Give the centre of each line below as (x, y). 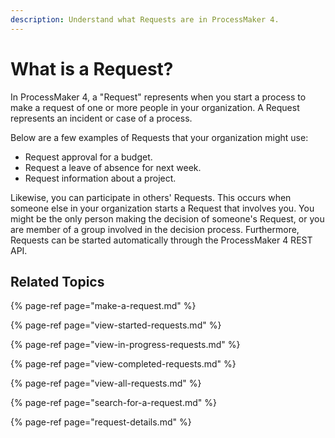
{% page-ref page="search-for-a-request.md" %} (113, 403)
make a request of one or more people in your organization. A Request (155, 107)
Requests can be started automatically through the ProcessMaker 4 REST (161, 240)
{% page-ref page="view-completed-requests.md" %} (123, 364)
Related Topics (57, 281)
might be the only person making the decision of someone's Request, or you (167, 218)
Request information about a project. (100, 178)
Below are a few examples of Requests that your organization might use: (159, 137)
